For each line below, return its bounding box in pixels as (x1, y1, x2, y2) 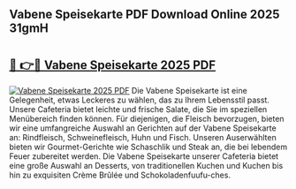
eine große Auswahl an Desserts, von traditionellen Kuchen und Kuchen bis (9, 161, 284, 170)
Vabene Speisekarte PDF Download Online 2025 (9, 7, 280, 22)
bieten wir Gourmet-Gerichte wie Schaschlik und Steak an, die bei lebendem (9, 141, 288, 152)
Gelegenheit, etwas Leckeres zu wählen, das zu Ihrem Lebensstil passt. (9, 94, 269, 105)
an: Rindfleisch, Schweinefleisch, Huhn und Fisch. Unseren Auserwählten (9, 132, 277, 142)
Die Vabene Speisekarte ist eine (131, 86, 247, 95)
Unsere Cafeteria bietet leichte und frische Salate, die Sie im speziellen (9, 104, 268, 114)
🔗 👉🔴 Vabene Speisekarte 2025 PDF (9, 57, 216, 72)
